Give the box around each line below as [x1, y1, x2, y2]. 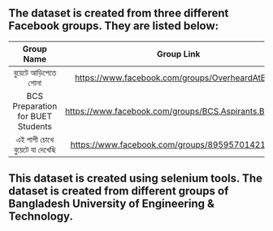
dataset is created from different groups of [8, 184, 229, 198]
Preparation [12, 101, 58, 112]
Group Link [157, 48, 201, 59]
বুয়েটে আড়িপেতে [13, 66, 57, 78]
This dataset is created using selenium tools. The [8, 172, 262, 186]
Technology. [8, 210, 73, 224]
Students [17, 121, 53, 132]
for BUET [17, 110, 53, 122]
